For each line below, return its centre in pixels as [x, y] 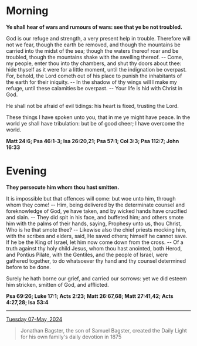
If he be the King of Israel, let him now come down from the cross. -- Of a [95, 242]
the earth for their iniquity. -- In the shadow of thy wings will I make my [91, 82]
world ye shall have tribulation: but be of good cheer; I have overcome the [95, 123]
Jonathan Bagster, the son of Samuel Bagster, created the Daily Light [104, 330]
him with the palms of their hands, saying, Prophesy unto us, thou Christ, [94, 223]
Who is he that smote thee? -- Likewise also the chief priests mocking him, [96, 229]
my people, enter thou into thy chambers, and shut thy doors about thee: [94, 63]
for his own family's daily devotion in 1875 [71, 337]
